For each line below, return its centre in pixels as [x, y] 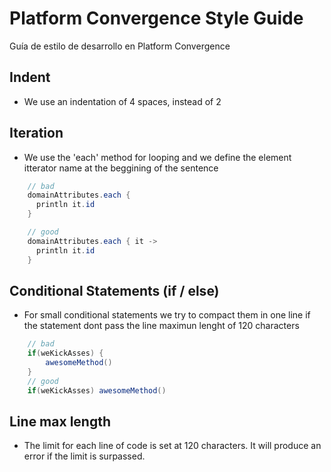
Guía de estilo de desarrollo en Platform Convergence [120, 46]
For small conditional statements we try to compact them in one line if [167, 315]
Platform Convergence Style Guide [156, 18]
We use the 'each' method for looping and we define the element [157, 157]
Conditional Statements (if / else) [114, 290]
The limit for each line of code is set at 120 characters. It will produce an [172, 446]
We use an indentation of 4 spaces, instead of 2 [122, 101]
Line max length [60, 422]
